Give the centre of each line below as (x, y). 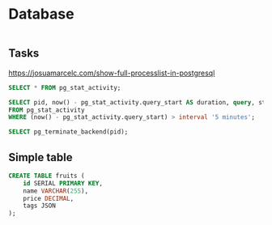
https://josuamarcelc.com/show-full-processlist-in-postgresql (112, 73)
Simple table (40, 157)
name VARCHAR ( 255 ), (56, 191)
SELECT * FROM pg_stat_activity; (65, 87)
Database (41, 14)
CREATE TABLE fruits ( (47, 176)
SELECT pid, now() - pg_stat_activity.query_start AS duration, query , (132, 102)
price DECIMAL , (49, 198)
